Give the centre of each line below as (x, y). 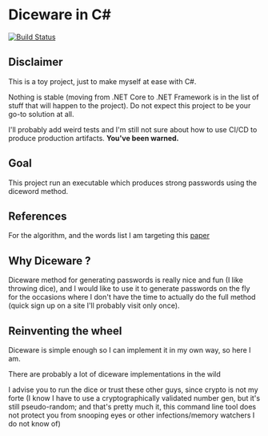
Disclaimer (36, 62)
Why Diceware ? (50, 261)
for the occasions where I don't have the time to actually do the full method (132, 297)
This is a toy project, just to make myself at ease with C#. (102, 81)
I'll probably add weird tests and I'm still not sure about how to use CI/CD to (133, 129)
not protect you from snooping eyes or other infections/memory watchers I (132, 415)
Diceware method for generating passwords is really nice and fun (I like (126, 280)
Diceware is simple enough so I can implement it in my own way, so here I (130, 350)
